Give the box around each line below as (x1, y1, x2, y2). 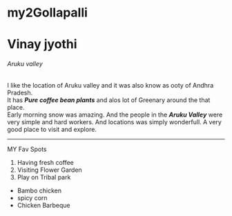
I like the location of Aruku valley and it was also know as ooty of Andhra (7, 81, 214, 89)
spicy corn (17, 193, 48, 202)
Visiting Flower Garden (17, 166, 83, 174)
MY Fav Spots (7, 145, 47, 153)
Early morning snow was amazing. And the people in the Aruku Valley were (7, 110, 223, 119)
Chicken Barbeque (17, 201, 70, 209)
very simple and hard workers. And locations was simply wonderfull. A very (7, 117, 222, 126)
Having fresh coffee (17, 158, 75, 166)
